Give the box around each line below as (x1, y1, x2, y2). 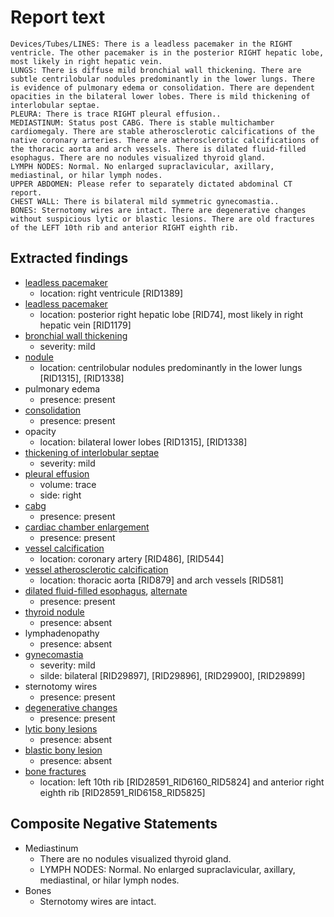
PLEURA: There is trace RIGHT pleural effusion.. (10, 109, 222, 119)
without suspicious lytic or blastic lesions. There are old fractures (10, 214, 315, 224)
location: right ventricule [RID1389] (39, 287, 184, 299)
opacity (24, 425, 57, 437)
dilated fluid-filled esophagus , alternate (24, 584, 188, 596)
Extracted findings (10, 250, 129, 267)
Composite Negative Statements (10, 816, 218, 833)
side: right (39, 489, 82, 501)
